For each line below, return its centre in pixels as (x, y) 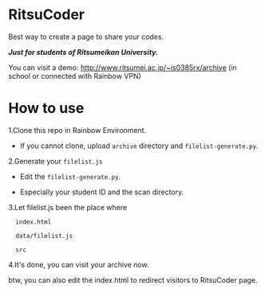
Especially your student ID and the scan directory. (102, 192)
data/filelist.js (44, 236)
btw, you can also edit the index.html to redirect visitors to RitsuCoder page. (133, 279)
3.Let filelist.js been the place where (68, 207)
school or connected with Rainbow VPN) (75, 76)
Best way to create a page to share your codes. (86, 37)
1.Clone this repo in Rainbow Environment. (77, 130)
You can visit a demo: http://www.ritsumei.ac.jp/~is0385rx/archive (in (123, 67)
